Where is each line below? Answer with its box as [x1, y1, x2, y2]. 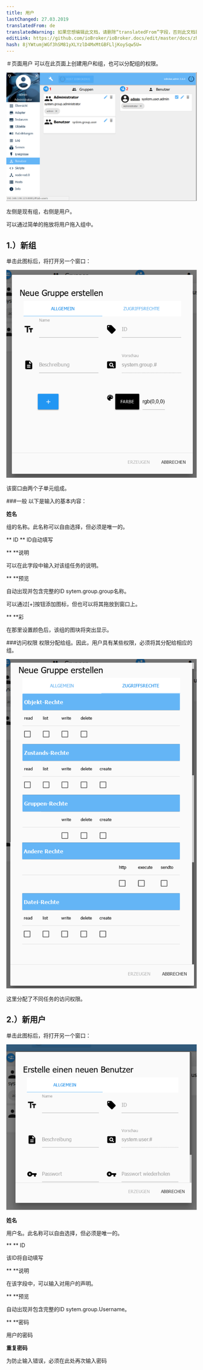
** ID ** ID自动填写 [6, 536, 53, 543]
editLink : [6, 35, 31, 42]
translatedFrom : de [6, 22, 56, 28]
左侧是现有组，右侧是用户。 [6, 208, 76, 215]
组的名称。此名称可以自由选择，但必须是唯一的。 [6, 523, 128, 530]
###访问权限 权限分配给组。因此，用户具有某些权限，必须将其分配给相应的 [6, 639, 193, 646]
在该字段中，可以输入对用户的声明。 [6, 1280, 97, 1287]
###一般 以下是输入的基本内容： [6, 497, 87, 505]
